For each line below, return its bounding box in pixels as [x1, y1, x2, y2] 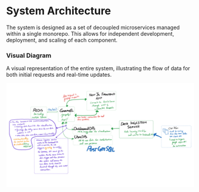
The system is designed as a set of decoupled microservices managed [6, 24, 180, 31]
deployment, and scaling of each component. [6, 36, 118, 43]
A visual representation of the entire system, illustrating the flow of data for [6, 65, 191, 72]
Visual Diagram [6, 51, 52, 59]
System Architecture [6, 4, 111, 18]
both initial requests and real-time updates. [6, 71, 112, 78]
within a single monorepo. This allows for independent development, [6, 30, 175, 37]
